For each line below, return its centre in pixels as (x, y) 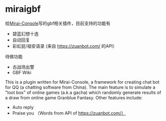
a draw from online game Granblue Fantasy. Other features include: (74, 97)
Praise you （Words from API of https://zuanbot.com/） (69, 113)
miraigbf (23, 9)
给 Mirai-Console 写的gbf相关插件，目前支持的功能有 (58, 23)
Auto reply (23, 107)
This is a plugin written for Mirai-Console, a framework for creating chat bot (82, 82)
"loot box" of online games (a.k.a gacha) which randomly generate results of (83, 92)
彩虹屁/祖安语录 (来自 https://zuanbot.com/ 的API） (65, 46)
